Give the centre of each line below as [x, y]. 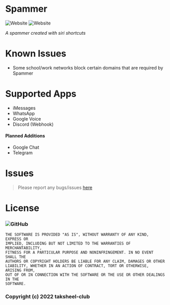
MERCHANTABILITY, [24, 248]
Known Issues [36, 54]
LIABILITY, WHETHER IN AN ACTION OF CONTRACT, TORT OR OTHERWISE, [77, 266]
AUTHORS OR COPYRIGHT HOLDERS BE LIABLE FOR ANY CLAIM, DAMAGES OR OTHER [85, 262]
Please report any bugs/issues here [55, 187]
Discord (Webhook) [33, 124]
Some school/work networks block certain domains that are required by [88, 67]
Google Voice [27, 119]
